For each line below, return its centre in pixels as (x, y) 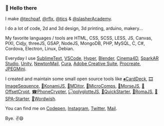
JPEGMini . (16, 69)
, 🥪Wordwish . (43, 99)
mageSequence (22, 86)
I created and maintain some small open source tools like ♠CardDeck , (76, 79)
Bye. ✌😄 (14, 119)
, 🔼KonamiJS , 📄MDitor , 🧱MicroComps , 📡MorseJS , (90, 86)
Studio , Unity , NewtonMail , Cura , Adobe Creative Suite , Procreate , (73, 64)
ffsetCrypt (17, 92)
